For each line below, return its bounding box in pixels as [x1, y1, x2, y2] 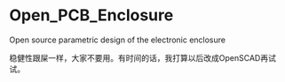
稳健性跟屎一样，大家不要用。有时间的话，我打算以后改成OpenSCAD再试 [9, 52, 277, 63]
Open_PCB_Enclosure [9, 5, 174, 26]
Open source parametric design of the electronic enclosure [9, 34, 226, 45]
